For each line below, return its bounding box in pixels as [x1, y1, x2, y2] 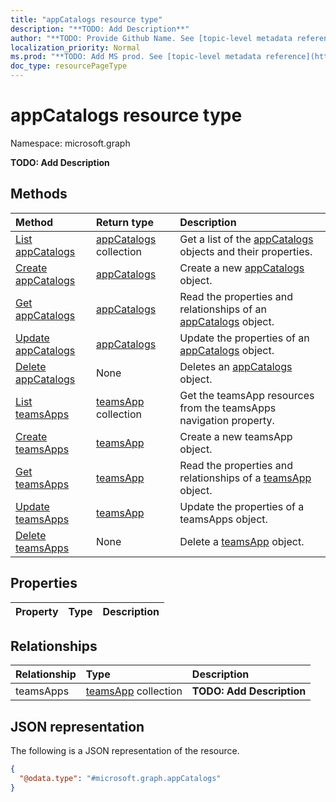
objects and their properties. [179, 244, 313, 258]
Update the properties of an [179, 331, 310, 345]
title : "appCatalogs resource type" [10, 14, 163, 25]
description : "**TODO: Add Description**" [10, 24, 190, 34]
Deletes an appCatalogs [179, 359, 293, 373]
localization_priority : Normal [10, 42, 141, 53]
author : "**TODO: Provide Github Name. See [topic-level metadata [10, 33, 293, 43]
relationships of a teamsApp [179, 471, 312, 485]
